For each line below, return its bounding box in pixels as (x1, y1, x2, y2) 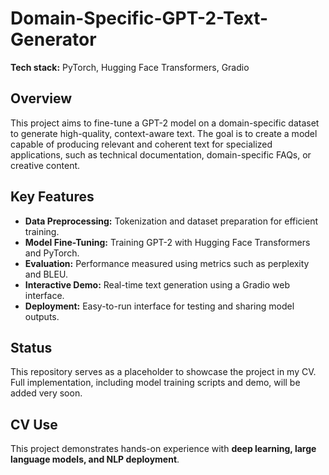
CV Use (10, 416, 58, 433)
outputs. (24, 310, 60, 322)
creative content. (10, 159, 81, 171)
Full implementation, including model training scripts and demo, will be (10, 377, 301, 389)
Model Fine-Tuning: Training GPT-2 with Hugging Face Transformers (24, 236, 311, 248)
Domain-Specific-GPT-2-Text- (10, 7, 269, 30)
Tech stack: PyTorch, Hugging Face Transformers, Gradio (10, 61, 250, 73)
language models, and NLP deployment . (10, 453, 180, 466)
